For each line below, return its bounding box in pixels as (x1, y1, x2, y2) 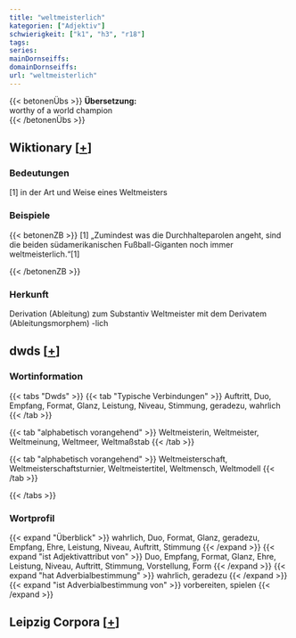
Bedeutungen (9, 167, 70, 179)
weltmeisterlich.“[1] (9, 249, 80, 259)
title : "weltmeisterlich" (9, 12, 105, 22)
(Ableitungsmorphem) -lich (9, 318, 109, 329)
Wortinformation (9, 371, 83, 383)
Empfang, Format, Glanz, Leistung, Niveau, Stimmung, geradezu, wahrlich (9, 400, 281, 411)
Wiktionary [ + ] (9, 140, 92, 156)
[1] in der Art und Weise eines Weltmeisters (9, 187, 168, 198)
